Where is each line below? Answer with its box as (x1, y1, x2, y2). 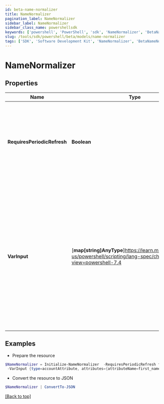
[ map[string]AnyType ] (71, 247, 125, 253)
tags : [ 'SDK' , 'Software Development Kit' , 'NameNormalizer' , (5, 39, 134, 44)
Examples (5, 340, 36, 348)
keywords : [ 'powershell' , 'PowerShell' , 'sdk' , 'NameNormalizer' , (5, 30, 143, 35)
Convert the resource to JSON (12, 375, 73, 381)
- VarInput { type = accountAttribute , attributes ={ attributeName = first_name (7, 366, 161, 371)
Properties (5, 79, 38, 88)
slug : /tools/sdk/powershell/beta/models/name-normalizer (5, 35, 125, 39)
